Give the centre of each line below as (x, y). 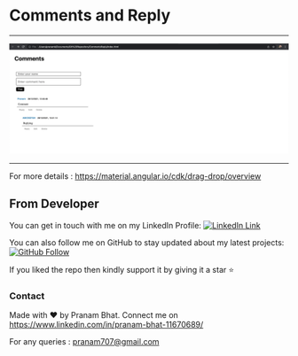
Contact (27, 296)
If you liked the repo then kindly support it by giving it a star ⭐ (122, 269)
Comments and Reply (90, 15)
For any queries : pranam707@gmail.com (84, 341)
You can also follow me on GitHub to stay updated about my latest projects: (147, 242)
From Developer (54, 204)
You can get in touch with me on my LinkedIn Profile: (106, 225)
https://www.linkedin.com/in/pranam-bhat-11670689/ (106, 324)
